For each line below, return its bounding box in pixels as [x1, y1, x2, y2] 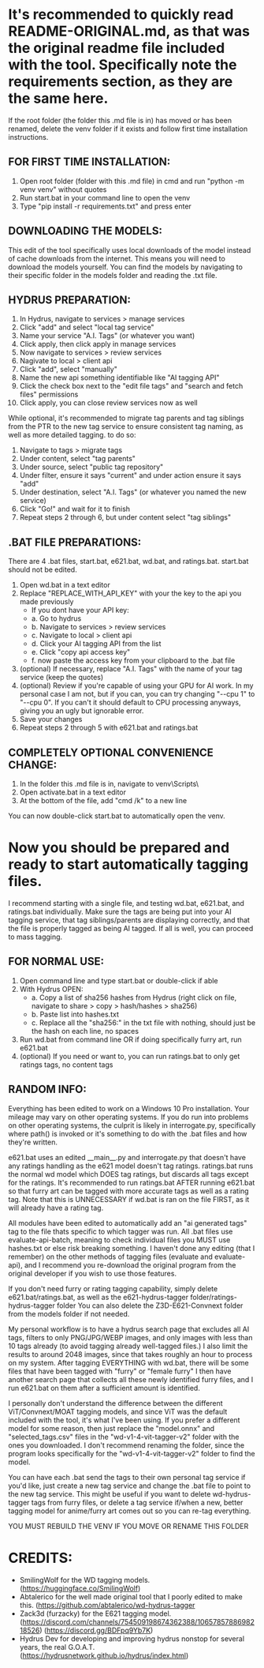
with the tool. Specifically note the [8, 56, 237, 74]
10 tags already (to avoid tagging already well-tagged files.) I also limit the [8, 1341, 248, 1351]
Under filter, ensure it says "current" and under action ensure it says [19, 471, 242, 480]
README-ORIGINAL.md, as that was [8, 22, 251, 40]
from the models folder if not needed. [8, 1309, 130, 1318]
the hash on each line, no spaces [31, 1026, 139, 1035]
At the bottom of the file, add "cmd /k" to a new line [19, 796, 188, 805]
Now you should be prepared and [8, 839, 230, 857]
